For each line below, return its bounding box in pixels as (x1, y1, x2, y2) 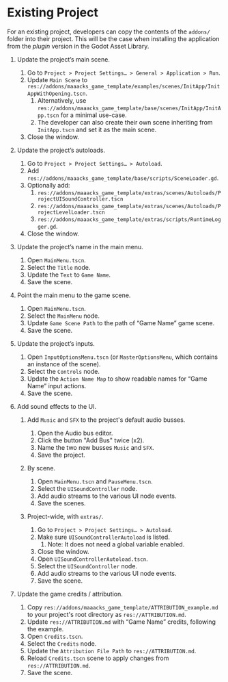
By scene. (27, 464, 56, 472)
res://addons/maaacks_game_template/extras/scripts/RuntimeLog (37, 216, 221, 223)
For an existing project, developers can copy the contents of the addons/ (7, 27, 210, 36)
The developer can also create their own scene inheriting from (37, 118, 213, 126)
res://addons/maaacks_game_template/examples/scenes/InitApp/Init (27, 83, 220, 90)
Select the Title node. (27, 263, 91, 271)
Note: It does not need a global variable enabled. (47, 540, 185, 548)
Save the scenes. (37, 498, 87, 507)
